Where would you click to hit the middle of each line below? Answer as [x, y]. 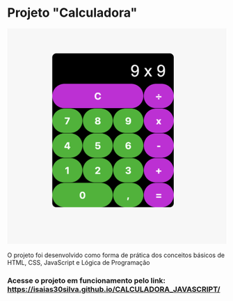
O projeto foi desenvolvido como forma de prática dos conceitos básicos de [116, 255]
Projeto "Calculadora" [72, 13]
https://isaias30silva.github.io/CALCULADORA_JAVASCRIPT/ [114, 289]
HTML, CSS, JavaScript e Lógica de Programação [79, 262]
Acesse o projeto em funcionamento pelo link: [86, 280]
